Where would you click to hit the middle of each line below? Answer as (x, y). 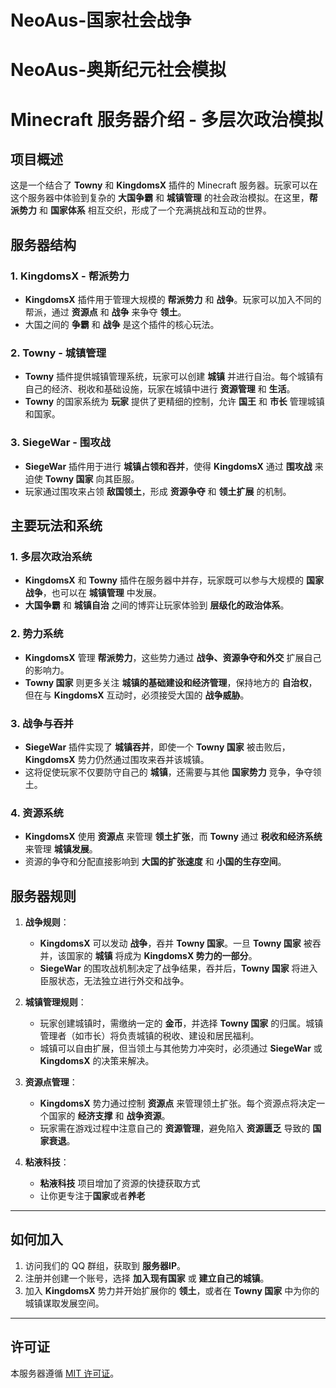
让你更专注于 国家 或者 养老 (92, 1196)
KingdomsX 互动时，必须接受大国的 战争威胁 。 (151, 695)
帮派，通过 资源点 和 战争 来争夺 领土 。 (105, 312)
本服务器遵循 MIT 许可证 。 (65, 1373)
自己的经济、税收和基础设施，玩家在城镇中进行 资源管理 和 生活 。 (160, 389)
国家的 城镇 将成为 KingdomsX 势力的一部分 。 (162, 956)
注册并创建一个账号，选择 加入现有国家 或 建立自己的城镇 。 (147, 1278)
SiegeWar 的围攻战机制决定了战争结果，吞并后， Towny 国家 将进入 (178, 968)
